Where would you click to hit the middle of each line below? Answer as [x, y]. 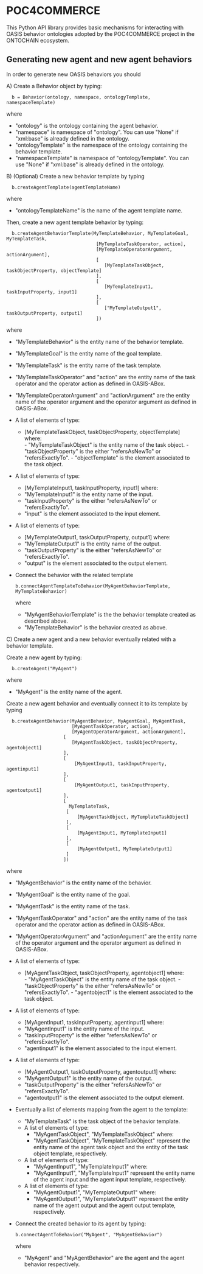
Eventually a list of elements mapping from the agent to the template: [101, 1109]
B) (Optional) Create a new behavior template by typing [75, 176]
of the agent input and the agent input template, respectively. [110, 1179]
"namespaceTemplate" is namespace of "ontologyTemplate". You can [102, 158]
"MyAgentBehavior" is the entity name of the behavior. [83, 883]
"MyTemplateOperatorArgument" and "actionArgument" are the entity [102, 395]
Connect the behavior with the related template [74, 575]
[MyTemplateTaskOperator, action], [141, 244]
